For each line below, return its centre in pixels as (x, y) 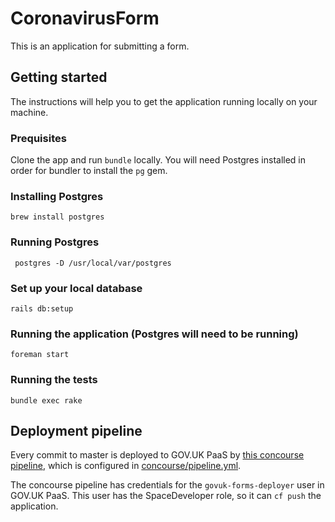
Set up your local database (76, 288)
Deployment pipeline (76, 430)
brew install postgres (57, 217)
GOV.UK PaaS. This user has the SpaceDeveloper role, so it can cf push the (166, 496)
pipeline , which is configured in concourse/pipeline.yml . (126, 466)
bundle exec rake (46, 400)
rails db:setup (42, 308)
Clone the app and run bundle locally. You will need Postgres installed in (158, 160)
